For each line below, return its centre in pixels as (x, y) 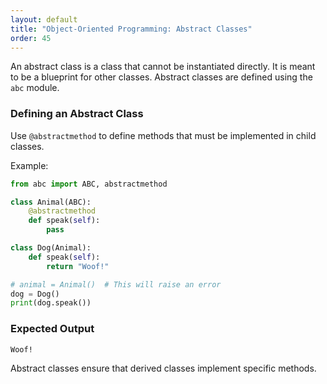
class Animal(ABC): (51, 202)
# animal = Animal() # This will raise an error (116, 284)
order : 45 (31, 38)
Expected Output (52, 329)
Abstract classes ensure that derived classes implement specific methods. (163, 368)
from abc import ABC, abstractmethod (89, 184)
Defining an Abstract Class (77, 114)
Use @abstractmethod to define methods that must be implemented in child (163, 135)
